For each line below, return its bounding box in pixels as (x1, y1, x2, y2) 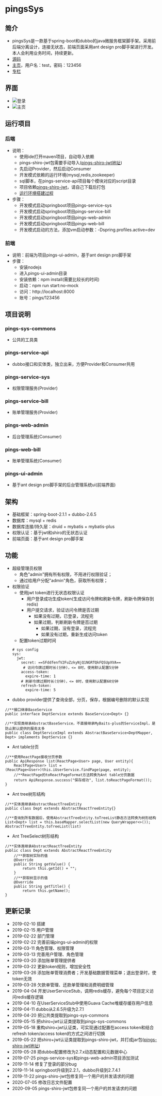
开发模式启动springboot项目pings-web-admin (19, 215, 111, 220)
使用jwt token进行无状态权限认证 (19, 589, 85, 595)
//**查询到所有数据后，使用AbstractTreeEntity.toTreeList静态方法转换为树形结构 (5, 815, 156, 820)
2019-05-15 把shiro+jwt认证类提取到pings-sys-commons (12, 1018, 127, 1024)
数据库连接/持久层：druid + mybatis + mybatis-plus (12, 524, 115, 529)
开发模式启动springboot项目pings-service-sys (19, 202, 112, 208)
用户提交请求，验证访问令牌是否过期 (26, 607, 99, 613)
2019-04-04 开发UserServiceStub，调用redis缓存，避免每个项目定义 (12, 988, 150, 994)
